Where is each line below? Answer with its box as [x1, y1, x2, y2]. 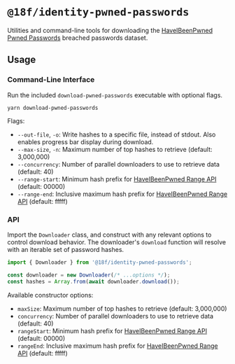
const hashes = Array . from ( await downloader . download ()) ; [7, 278, 180, 285]
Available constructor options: [7, 290, 94, 299]
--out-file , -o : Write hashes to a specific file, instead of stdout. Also [17, 130, 216, 139]
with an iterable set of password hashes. [7, 245, 124, 253]
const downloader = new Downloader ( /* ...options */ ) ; [7, 272, 171, 279]
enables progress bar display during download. [17, 137, 154, 146]
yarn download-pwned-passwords [7, 104, 99, 111]
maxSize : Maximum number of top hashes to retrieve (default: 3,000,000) [17, 304, 227, 313]
